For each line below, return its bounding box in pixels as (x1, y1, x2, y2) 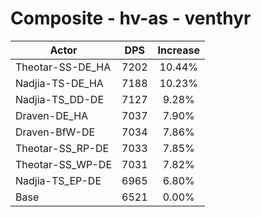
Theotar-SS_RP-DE (15, 141, 110, 155)
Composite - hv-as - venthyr (10, 7, 252, 30)
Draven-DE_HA (15, 108, 89, 122)
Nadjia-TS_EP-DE (15, 173, 102, 187)
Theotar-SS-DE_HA (15, 60, 112, 74)
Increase (157, 43, 200, 57)
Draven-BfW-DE (15, 125, 96, 139)
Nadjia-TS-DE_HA (15, 76, 104, 90)
